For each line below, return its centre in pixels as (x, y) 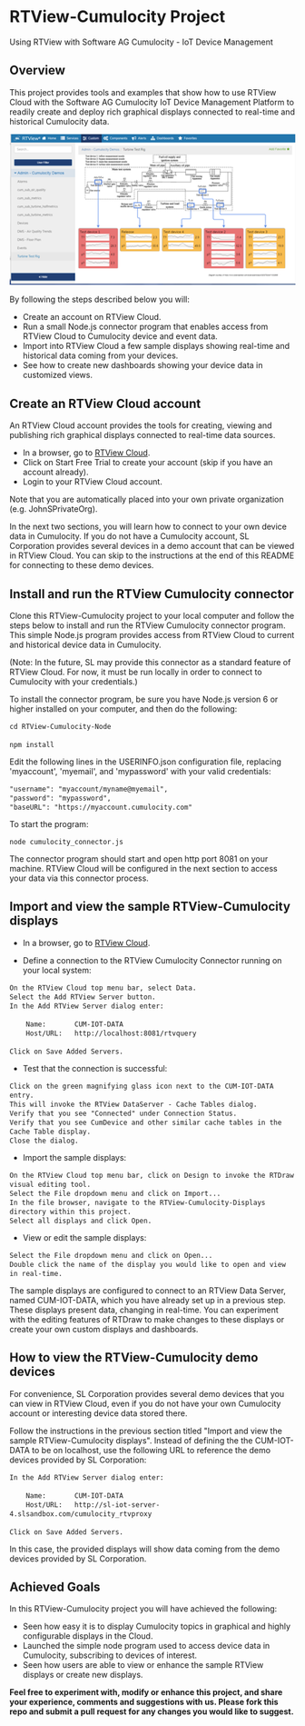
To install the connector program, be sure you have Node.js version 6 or (144, 699)
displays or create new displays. (83, 1675)
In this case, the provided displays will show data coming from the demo (145, 1549)
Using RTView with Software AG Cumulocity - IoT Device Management (142, 42)
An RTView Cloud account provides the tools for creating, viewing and (141, 425)
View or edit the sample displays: (84, 1237)
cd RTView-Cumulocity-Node (60, 727)
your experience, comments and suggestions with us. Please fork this (144, 1702)
